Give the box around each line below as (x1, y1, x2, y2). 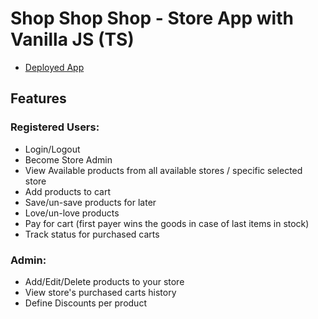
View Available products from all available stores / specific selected (24, 164, 303, 176)
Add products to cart (24, 185, 112, 197)
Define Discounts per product (24, 297, 147, 309)
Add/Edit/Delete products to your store (24, 275, 185, 287)
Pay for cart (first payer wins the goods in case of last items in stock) (24, 217, 310, 229)
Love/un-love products (24, 207, 120, 219)
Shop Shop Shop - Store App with (10, 7, 294, 30)
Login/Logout (24, 143, 81, 155)
